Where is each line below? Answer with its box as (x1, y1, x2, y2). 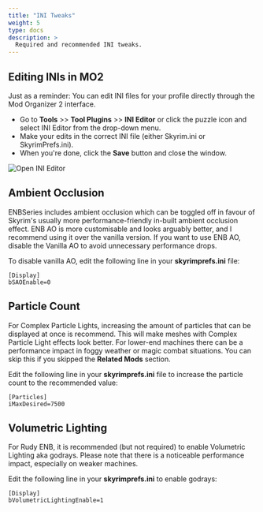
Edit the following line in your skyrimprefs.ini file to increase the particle (8, 369, 243, 379)
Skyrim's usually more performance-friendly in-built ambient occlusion (8, 215, 239, 225)
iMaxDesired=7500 (8, 400, 65, 408)
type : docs (8, 26, 44, 34)
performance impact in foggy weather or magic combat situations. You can (8, 346, 252, 355)
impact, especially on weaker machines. (8, 459, 139, 469)
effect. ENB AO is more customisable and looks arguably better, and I (8, 224, 232, 234)
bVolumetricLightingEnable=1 (8, 496, 104, 505)
